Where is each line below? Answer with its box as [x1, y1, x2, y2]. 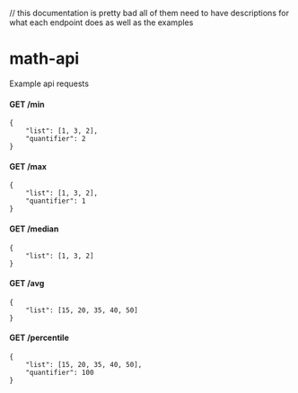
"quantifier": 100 [25, 368, 94, 377]
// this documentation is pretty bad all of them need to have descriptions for [9, 8, 290, 18]
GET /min [9, 99, 45, 109]
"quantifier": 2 [25, 135, 87, 144]
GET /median [9, 223, 59, 234]
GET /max [9, 161, 48, 171]
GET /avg [9, 278, 45, 289]
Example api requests [9, 78, 90, 89]
